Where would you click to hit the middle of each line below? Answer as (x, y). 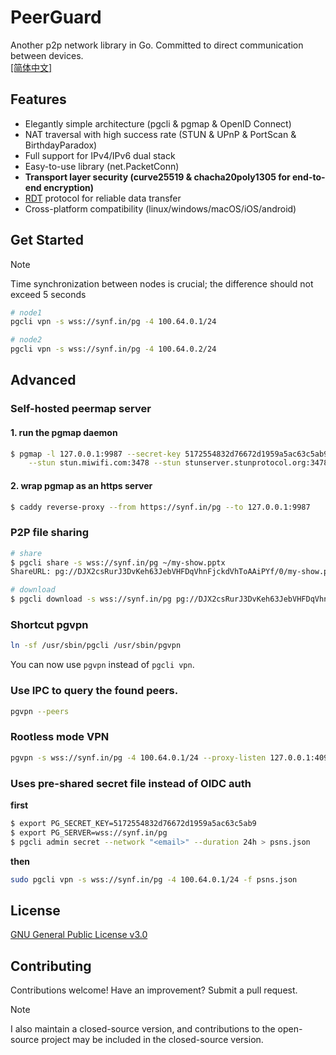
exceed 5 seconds (48, 294)
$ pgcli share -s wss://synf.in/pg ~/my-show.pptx (118, 562)
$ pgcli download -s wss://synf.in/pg (91, 599)
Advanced (43, 380)
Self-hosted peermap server (81, 409)
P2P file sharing (50, 533)
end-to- (309, 177)
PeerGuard (56, 17)
